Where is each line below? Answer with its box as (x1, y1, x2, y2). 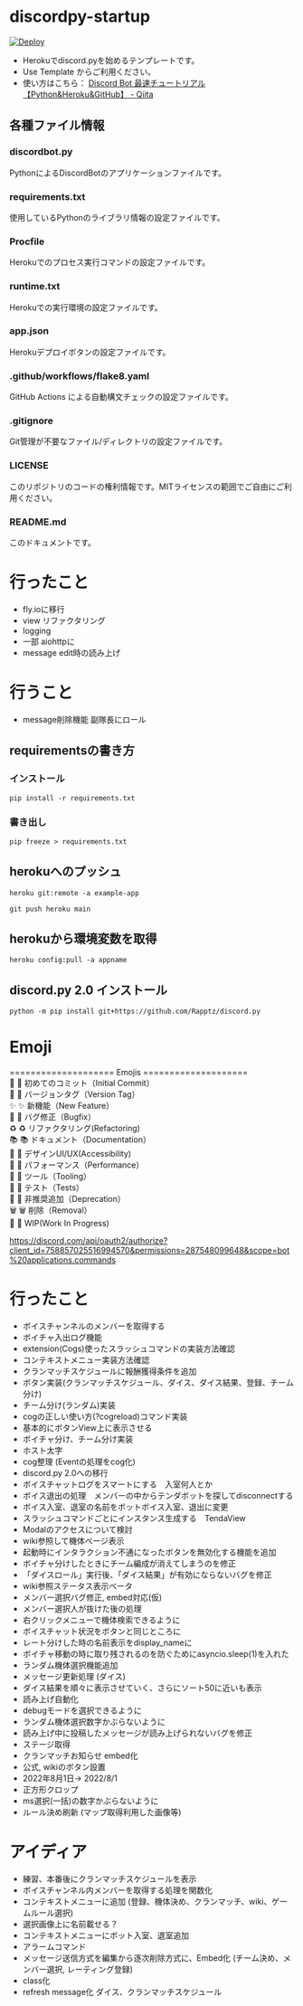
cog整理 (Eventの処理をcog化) (22, 1456, 136, 1467)
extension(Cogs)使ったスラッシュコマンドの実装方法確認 (22, 1343, 235, 1354)
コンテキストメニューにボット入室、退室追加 (22, 1930, 190, 1941)
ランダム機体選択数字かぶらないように (22, 1717, 166, 1727)
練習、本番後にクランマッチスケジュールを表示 (22, 1874, 197, 1885)
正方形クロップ (22, 1784, 79, 1795)
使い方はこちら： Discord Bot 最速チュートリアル (22, 77, 206, 88)
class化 (22, 1975, 51, 1986)
